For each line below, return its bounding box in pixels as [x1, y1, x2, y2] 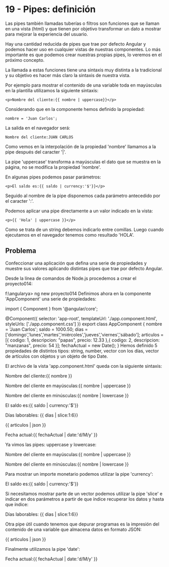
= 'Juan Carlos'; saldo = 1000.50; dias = [5, 326, 88, 332]
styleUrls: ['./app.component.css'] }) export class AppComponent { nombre [5, 321, 162, 327]
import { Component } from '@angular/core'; [5, 306, 98, 312]
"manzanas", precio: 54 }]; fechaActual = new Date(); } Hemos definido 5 [5, 342, 158, 348]
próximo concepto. [5, 57, 45, 63]
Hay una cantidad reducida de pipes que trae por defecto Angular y [5, 41, 146, 47]
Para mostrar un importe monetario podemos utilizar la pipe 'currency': [5, 471, 153, 477]
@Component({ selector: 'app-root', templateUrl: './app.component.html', [5, 315, 158, 321]
